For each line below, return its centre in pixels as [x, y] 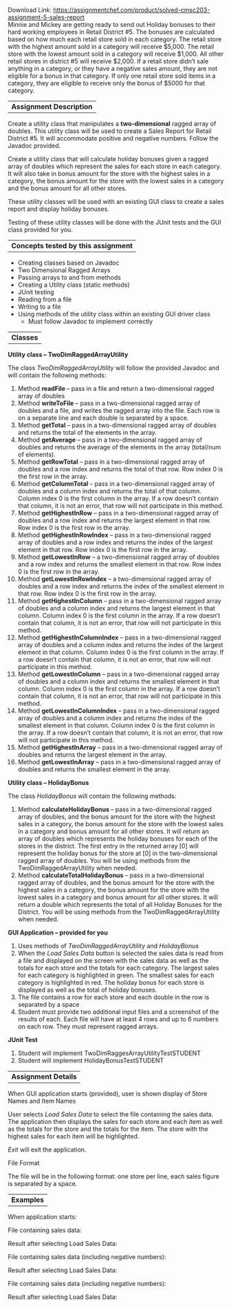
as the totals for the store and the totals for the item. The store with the [108, 1129]
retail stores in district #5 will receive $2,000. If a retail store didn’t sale [108, 61]
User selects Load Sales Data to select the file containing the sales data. [111, 1114]
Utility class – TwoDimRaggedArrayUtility [68, 355]
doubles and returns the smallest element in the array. [94, 769]
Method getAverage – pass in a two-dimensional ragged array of [110, 440]
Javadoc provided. [34, 145]
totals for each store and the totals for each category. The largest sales [118, 968]
